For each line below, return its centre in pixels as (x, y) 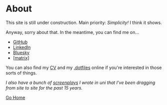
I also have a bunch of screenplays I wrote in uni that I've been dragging (80, 82)
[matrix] (21, 57)
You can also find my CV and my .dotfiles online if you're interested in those (84, 67)
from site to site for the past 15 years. (44, 87)
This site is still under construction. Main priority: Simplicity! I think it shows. (84, 22)
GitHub (20, 42)
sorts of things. (21, 72)
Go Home (15, 97)
